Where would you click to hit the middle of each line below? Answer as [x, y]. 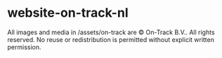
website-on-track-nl [68, 13]
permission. [24, 47]
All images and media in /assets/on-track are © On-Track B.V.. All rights [111, 32]
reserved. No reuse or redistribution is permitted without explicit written [111, 39]
